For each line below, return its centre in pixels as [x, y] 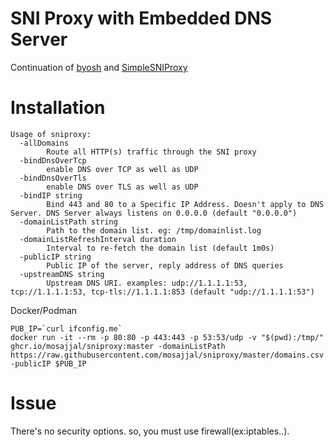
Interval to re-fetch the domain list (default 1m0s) [160, 248]
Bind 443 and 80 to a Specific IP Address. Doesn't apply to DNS [185, 204]
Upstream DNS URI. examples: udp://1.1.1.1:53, [147, 283]
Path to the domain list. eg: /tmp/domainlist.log [154, 230]
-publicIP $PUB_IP [48, 363]
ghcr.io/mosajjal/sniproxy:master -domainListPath [118, 346]
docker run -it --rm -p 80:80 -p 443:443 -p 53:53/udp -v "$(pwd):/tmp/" [167, 337]
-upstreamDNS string [62, 274]
